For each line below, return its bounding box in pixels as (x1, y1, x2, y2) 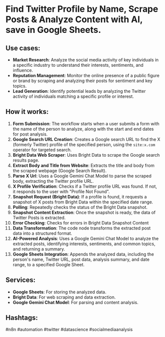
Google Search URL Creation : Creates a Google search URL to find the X (12, 136, 161, 142)
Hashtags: (5, 313, 38, 322)
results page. (12, 157, 40, 163)
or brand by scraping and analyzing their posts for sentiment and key (12, 78, 153, 84)
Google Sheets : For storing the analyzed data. (12, 289, 107, 295)
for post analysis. (12, 131, 48, 137)
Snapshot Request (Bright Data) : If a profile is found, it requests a (12, 194, 147, 199)
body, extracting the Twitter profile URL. (12, 178, 94, 184)
